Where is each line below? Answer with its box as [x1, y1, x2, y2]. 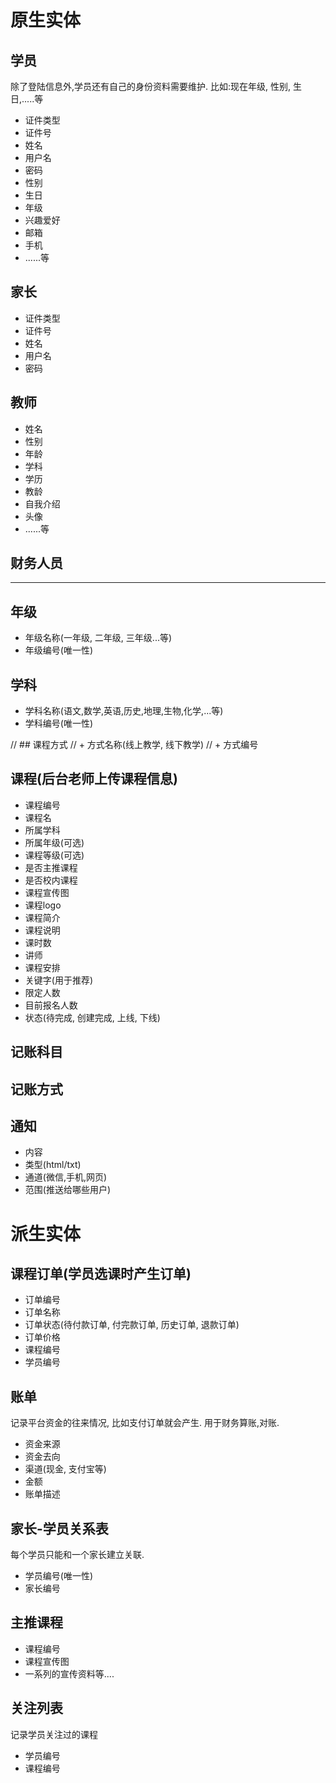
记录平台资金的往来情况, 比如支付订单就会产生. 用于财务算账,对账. [10, 1417, 280, 1429]
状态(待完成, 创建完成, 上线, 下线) [24, 1011, 161, 1023]
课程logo [24, 899, 62, 911]
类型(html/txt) [24, 1159, 82, 1171]
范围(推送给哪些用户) [24, 1184, 112, 1196]
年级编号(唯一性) [24, 644, 94, 656]
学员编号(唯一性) [24, 1570, 94, 1582]
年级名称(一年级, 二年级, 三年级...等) [24, 632, 173, 644]
